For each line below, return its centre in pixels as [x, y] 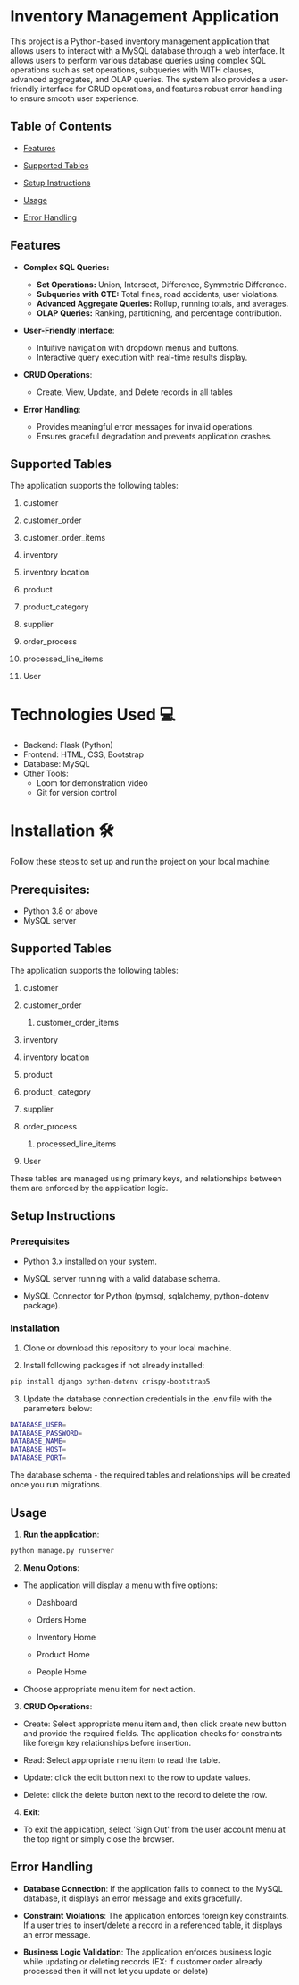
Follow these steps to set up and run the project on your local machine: [141, 862]
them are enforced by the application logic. [89, 1188]
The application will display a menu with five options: [120, 1585]
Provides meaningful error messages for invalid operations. [145, 426]
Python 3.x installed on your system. [90, 1261]
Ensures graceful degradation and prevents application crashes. [154, 436]
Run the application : [61, 1534]
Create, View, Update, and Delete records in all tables [134, 392]
